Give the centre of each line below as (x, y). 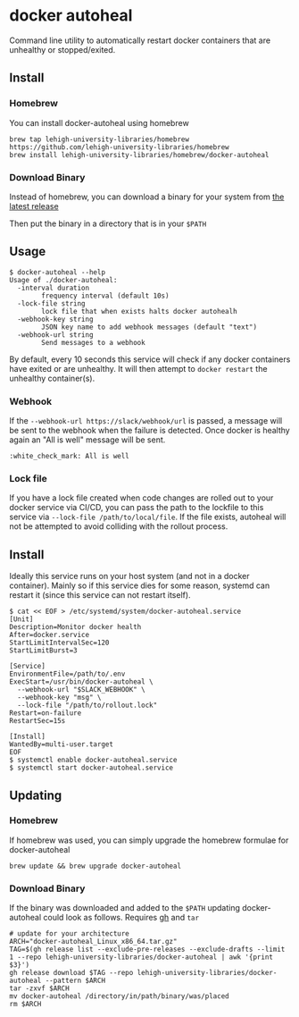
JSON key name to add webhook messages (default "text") (149, 327)
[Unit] (21, 619)
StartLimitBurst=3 (43, 651)
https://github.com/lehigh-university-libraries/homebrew (119, 147)
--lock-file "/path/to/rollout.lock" (87, 706)
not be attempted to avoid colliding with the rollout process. (119, 526)
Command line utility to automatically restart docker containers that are (140, 40)
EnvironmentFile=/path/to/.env (67, 674)
